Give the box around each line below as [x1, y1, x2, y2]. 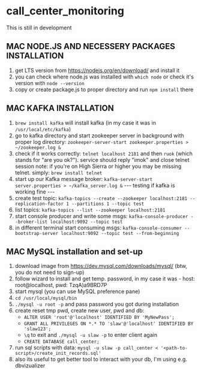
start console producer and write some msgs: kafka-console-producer [14, 212, 188, 219]
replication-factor [14, 201, 64, 207]
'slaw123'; [23, 326, 52, 332]
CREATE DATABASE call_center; [23, 339, 100, 345]
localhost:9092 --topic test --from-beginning [61, 230, 179, 236]
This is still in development [6, 24, 72, 31]
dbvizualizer [14, 362, 46, 369]
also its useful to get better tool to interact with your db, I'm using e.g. [14, 355, 188, 363]
